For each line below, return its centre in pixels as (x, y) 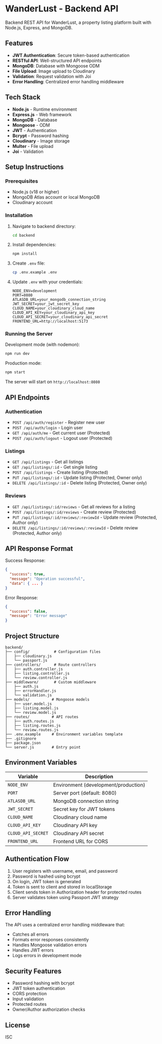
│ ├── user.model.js (28, 704)
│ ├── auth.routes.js (30, 721)
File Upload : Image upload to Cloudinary (54, 71)
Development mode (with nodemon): (43, 345)
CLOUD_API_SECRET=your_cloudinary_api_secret (60, 317)
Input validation (28, 999)
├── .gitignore (21, 739)
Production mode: (24, 363)
